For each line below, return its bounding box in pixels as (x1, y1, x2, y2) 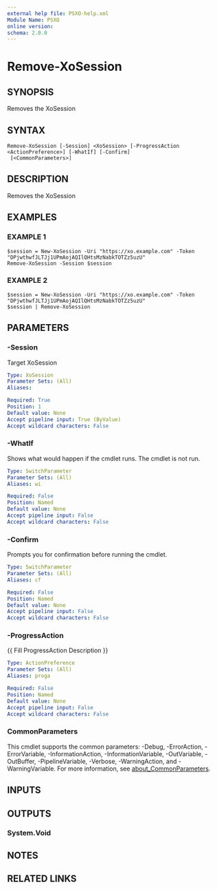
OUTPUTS (7, 808, 52, 820)
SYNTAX (7, 125, 46, 136)
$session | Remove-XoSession (7, 303, 91, 310)
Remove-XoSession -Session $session (7, 259, 112, 267)
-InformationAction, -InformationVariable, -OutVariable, (47, 749, 204, 758)
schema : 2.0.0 (7, 29, 48, 36)
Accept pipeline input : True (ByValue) (7, 416, 122, 423)
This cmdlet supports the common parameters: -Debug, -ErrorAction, (7, 742, 204, 751)
